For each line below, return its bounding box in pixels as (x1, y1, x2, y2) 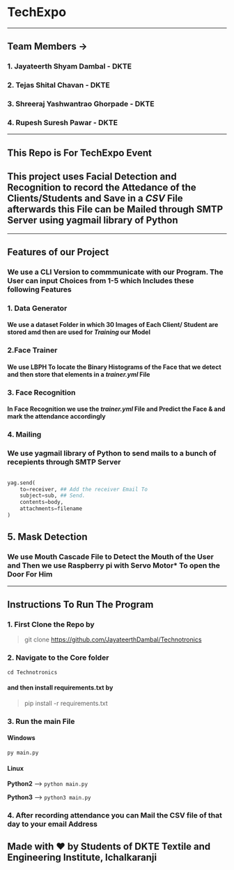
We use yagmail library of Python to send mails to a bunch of (7, 449, 217, 458)
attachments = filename (19, 505, 82, 512)
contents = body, (19, 499, 64, 506)
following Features (7, 284, 72, 294)
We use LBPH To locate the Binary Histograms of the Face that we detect (7, 363, 221, 371)
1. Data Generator (7, 303, 68, 313)
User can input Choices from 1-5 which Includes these (7, 275, 194, 285)
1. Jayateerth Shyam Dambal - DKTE (7, 61, 132, 71)
